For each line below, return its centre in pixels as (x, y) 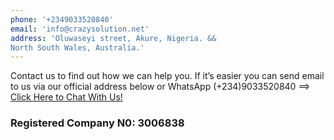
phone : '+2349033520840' (62, 19)
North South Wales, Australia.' (77, 47)
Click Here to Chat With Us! (66, 97)
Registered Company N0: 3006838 (97, 123)
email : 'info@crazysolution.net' (80, 29)
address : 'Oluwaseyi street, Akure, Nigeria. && (113, 38)
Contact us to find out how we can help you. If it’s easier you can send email (167, 76)
